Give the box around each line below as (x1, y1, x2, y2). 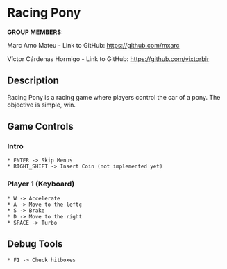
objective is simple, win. (7, 101, 76, 109)
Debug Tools (7, 238, 63, 250)
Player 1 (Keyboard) (7, 179, 75, 189)
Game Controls (7, 121, 74, 132)
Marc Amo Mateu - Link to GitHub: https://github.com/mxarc (7, 41, 180, 49)
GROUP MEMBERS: (7, 28, 64, 36)
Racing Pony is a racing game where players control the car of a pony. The (7, 93, 221, 101)
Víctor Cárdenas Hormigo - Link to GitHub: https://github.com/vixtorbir (7, 54, 210, 63)
